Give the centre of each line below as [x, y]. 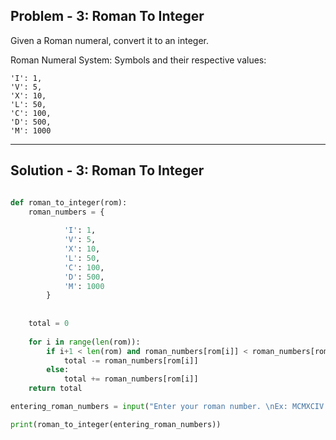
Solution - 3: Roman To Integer [107, 170]
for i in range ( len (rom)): [84, 342]
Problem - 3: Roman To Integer [107, 16]
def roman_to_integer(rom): [69, 202]
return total [55, 389]
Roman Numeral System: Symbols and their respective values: [138, 60]
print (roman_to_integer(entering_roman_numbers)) [116, 424]
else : [58, 370]
